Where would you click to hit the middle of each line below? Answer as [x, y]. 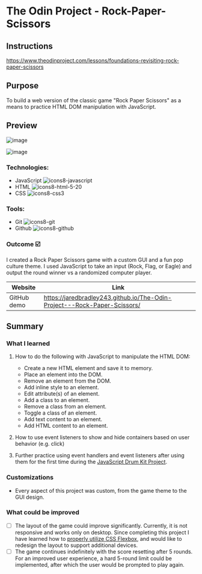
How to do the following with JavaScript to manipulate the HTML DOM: [103, 357]
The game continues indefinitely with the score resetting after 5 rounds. [104, 551]
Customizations [30, 478]
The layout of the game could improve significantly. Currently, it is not [101, 525]
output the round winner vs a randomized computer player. [79, 273]
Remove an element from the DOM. [67, 381]
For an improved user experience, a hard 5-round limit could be [93, 558]
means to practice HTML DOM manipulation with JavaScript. [81, 106]
